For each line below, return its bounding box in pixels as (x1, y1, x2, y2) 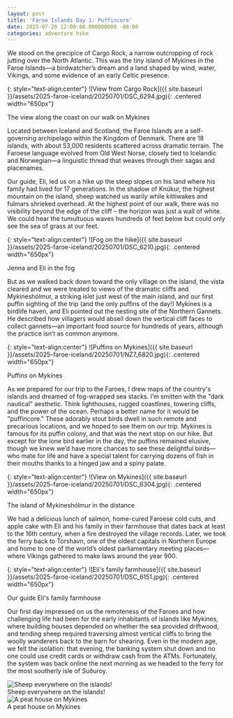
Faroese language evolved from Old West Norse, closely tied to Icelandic (7, 149, 217, 157)
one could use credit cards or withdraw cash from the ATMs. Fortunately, (7, 652, 218, 661)
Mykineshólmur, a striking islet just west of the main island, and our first (7, 292, 214, 301)
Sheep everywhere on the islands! (7, 688, 105, 696)
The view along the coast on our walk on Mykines (7, 113, 150, 122)
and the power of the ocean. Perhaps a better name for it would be (7, 407, 199, 416)
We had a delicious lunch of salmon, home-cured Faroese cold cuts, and (7, 515, 216, 523)
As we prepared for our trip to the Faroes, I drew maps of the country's (7, 385, 211, 394)
